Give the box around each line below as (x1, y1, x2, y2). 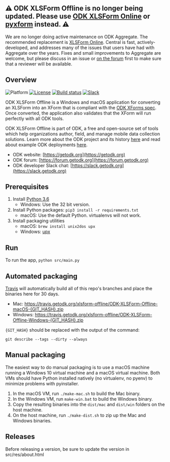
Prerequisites (5, 182, 49, 191)
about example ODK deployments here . (5, 142, 88, 148)
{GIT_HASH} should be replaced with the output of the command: (5, 327, 140, 333)
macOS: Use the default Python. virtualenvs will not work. (20, 212, 141, 219)
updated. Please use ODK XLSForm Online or (5, 12, 150, 21)
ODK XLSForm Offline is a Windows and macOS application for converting (5, 99, 161, 105)
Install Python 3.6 (12, 196, 49, 202)
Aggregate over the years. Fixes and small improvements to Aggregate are (5, 50, 161, 56)
